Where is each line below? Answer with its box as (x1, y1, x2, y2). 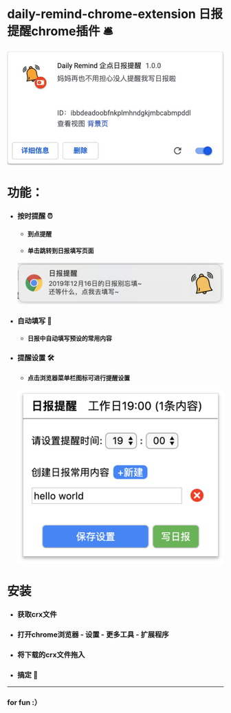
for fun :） (7, 698, 42, 707)
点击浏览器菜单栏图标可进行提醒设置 (27, 373, 131, 382)
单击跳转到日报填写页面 (27, 247, 94, 255)
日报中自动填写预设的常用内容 (27, 334, 112, 342)
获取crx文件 (16, 609, 57, 619)
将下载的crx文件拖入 (16, 650, 85, 659)
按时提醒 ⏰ (16, 211, 53, 221)
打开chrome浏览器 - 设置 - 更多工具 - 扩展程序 (16, 630, 170, 639)
